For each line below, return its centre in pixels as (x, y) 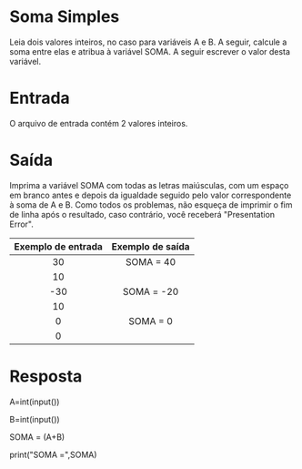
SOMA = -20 (151, 291)
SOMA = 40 (151, 261)
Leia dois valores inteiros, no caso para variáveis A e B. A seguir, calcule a (148, 42)
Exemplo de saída (151, 246)
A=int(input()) (35, 402)
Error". (22, 224)
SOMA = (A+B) (37, 437)
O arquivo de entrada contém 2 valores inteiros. (99, 123)
